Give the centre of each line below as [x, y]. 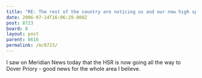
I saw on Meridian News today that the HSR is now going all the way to [94, 62]
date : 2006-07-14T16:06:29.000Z [47, 17]
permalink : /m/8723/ [32, 46]
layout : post [23, 34]
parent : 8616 [23, 40]
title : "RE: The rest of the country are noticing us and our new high [98, 12]
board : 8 [17, 28]
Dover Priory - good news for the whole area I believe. [73, 68]
